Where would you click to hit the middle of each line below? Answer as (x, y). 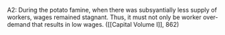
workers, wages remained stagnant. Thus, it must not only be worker (104, 17)
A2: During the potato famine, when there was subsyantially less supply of (112, 10)
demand (19, 24)
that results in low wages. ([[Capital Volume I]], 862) (106, 24)
